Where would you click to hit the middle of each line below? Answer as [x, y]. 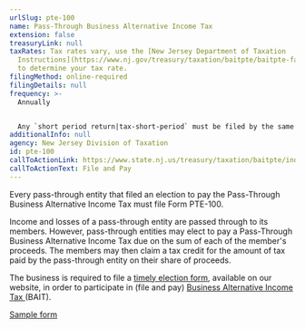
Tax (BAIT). [30, 296]
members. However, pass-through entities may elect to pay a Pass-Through [151, 231]
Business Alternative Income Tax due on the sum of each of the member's [148, 240]
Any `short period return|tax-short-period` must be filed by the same [156, 126]
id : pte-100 [32, 152]
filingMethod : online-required [69, 77]
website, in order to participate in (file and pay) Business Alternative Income [151, 287]
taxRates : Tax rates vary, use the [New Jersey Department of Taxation [148, 52]
